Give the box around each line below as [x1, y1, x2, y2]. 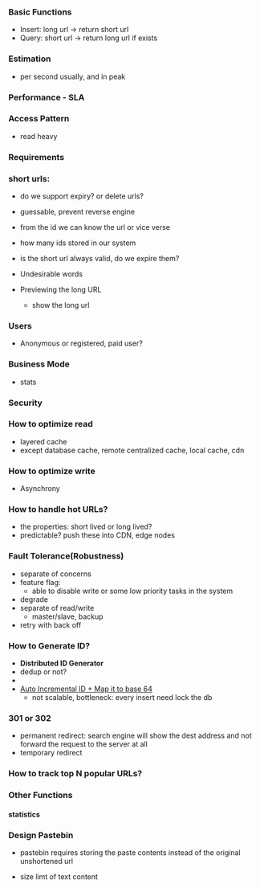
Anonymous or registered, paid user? [19, 338, 143, 348]
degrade [19, 594, 48, 604]
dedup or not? [19, 667, 67, 677]
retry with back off [19, 620, 82, 629]
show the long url [31, 301, 90, 310]
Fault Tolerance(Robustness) [8, 550, 124, 562]
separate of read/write [19, 603, 95, 612]
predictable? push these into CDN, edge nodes [19, 530, 175, 540]
